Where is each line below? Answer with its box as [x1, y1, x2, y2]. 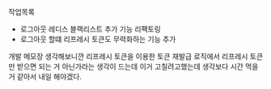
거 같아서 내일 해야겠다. [8, 72, 83, 81]
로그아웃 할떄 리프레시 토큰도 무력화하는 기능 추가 [19, 35, 176, 44]
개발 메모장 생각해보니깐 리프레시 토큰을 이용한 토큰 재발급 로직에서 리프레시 [8, 52, 248, 61]
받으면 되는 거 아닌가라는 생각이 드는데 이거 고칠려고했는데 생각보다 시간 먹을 [16, 61, 259, 71]
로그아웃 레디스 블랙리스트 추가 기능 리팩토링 [19, 24, 162, 34]
